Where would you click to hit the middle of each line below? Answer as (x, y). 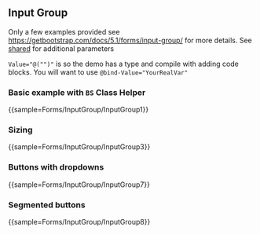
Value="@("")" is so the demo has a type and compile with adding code (124, 64)
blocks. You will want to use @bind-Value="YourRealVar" (98, 72)
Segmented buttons (47, 205)
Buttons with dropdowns (56, 167)
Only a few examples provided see (64, 31)
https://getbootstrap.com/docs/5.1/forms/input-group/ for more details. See (130, 40)
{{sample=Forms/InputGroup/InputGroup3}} (79, 147)
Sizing (20, 130)
